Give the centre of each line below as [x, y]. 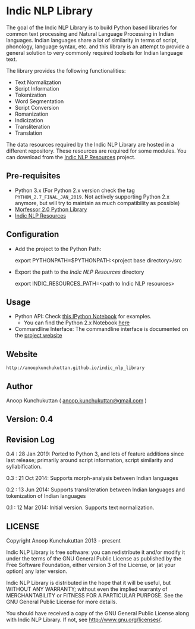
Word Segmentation [39, 101]
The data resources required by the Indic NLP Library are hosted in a [90, 144]
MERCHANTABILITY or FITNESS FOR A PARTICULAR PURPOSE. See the [95, 596]
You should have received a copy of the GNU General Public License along [97, 613]
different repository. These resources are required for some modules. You [96, 151]
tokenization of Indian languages [46, 496]
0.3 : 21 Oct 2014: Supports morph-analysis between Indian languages [92, 478]
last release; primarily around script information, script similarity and [90, 460]
